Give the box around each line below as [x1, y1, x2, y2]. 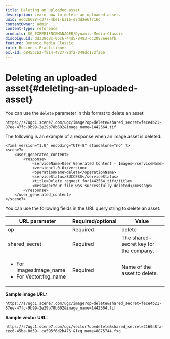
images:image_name [16, 267, 66, 274]
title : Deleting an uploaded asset [5, 7, 80, 13]
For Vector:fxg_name [16, 273, 66, 280]
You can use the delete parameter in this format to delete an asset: [5, 110, 145, 116]
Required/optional [72, 218, 117, 225]
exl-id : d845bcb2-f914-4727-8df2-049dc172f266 [5, 50, 105, 55]
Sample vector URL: [5, 315, 48, 321]
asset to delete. [121, 270, 158, 277]
